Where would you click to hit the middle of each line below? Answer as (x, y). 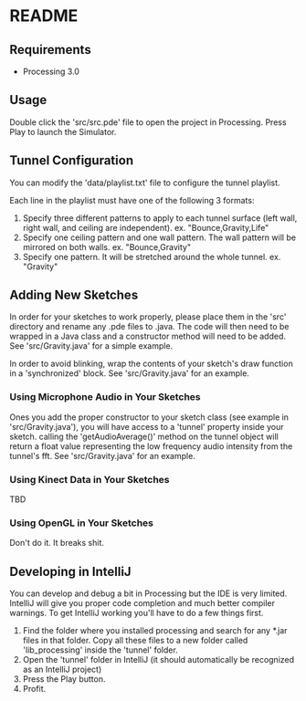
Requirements (50, 50)
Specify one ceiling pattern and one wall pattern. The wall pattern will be (159, 237)
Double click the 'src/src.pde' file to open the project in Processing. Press (148, 122)
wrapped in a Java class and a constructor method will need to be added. (148, 336)
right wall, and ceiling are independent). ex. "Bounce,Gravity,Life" (146, 227)
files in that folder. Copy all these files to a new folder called (135, 641)
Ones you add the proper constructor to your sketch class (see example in (149, 417)
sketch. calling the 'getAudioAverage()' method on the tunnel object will (144, 436)
